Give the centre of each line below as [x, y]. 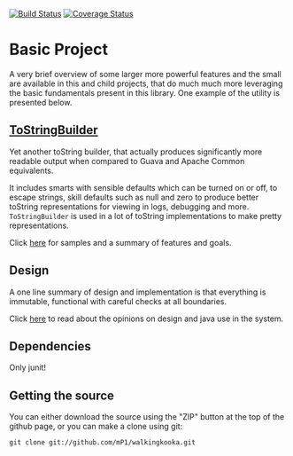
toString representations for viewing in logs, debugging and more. [129, 206]
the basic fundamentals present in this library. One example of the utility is [145, 92]
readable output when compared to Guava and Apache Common [127, 161]
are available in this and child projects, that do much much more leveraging [146, 83]
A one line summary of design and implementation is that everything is [138, 292]
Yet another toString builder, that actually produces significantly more [136, 152]
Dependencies [50, 346]
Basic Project [59, 50]
